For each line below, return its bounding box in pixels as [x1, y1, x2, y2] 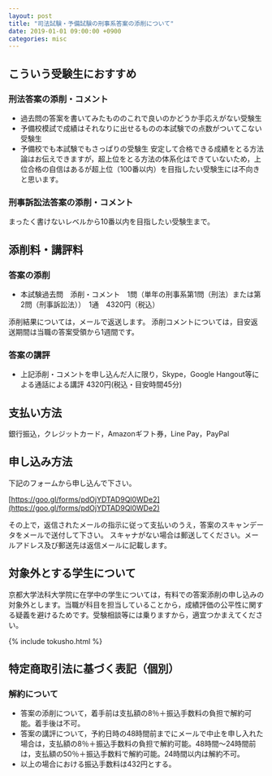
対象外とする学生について [8, 567, 136, 581]
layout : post [8, 11, 53, 20]
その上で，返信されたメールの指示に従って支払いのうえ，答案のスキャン [8, 520, 250, 529]
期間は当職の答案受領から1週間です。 [15, 327, 140, 336]
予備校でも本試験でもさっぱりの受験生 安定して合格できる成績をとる [19, 143, 250, 153]
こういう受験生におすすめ [8, 67, 136, 81]
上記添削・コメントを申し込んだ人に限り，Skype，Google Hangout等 [19, 370, 253, 379]
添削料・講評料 [8, 243, 84, 256]
